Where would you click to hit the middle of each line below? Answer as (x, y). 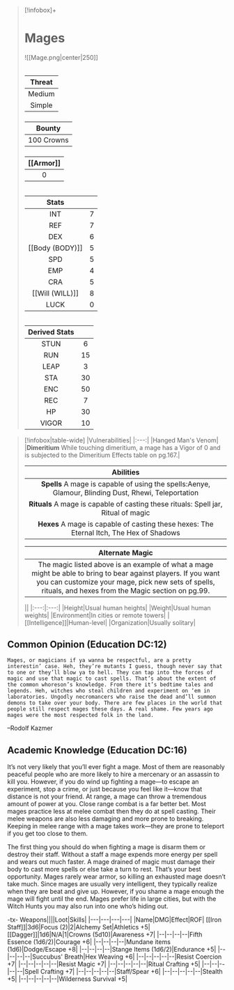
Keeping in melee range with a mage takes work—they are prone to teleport (116, 826)
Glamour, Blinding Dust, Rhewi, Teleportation (126, 493)
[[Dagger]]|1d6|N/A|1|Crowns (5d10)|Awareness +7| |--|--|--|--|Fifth (105, 935)
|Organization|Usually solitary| (153, 622)
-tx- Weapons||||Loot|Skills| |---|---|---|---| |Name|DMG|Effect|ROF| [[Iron (114, 920)
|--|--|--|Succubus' (35, 957)
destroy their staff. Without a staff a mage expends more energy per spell (112, 854)
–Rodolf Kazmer (30, 728)
